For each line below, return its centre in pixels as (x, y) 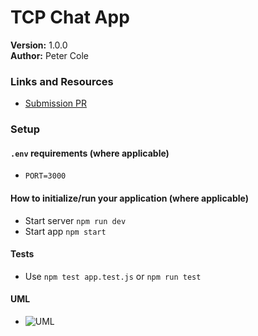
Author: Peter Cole (49, 55)
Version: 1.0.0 (39, 45)
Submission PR (56, 103)
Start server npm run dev (75, 220)
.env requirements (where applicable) (90, 153)
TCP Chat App (70, 17)
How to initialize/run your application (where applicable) (129, 198)
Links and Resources (62, 81)
